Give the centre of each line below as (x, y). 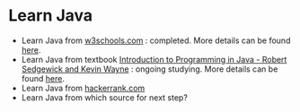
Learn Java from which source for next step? (104, 97)
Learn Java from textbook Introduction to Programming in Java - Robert (154, 59)
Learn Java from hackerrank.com (83, 88)
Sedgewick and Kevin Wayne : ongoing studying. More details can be (150, 69)
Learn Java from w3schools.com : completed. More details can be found (156, 40)
